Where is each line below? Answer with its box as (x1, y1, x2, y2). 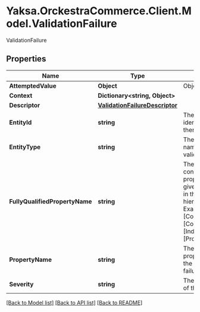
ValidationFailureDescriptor (98, 101, 177, 109)
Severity (9, 280, 34, 288)
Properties (6, 54, 46, 64)
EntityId (9, 118, 32, 126)
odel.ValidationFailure (6, 17, 117, 30)
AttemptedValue (9, 82, 57, 90)
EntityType (9, 143, 41, 151)
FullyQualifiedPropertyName (9, 197, 92, 205)
